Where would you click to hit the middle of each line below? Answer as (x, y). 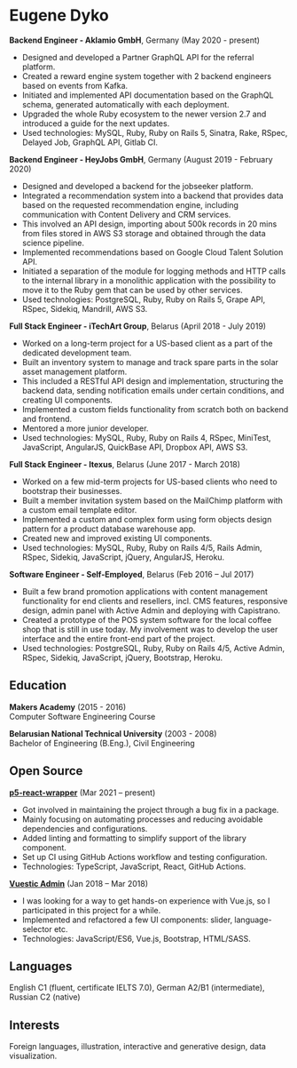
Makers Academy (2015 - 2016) (68, 706)
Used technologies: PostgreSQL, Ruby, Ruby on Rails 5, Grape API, (144, 299)
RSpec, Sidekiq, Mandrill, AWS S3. (85, 308)
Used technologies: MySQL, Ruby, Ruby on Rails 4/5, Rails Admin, (142, 547)
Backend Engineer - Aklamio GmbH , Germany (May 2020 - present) (134, 40)
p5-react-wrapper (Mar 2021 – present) (82, 793)
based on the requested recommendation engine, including (130, 204)
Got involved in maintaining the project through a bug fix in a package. (150, 809)
